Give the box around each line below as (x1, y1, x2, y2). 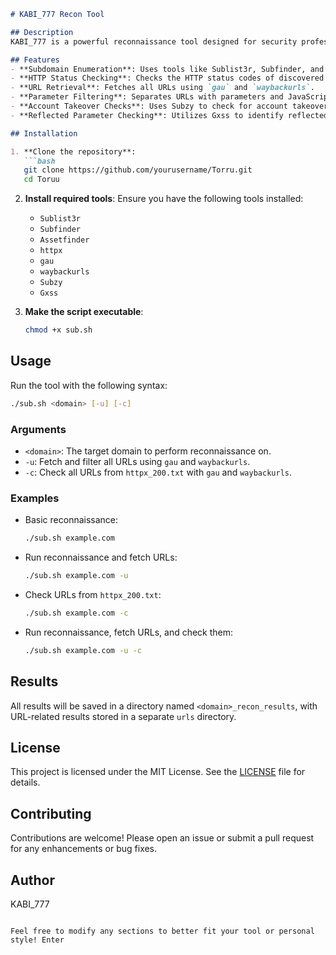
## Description (10, 27, 74, 37)
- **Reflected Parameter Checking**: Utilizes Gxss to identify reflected (10, 110, 329, 120)
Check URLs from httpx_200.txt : (24, 589, 162, 601)
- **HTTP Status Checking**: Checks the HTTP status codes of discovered (10, 73, 325, 84)
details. (10, 776, 41, 789)
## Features (10, 55, 60, 65)
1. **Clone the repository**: (10, 146, 137, 157)
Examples (10, 491, 60, 505)
